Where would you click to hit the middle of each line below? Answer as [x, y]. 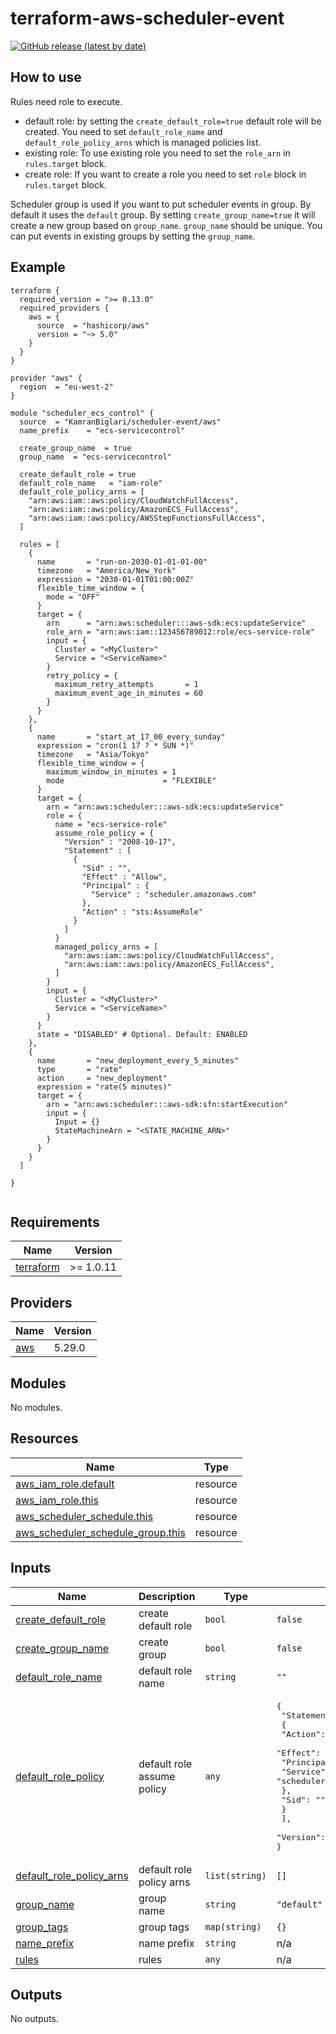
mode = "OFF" [73, 597]
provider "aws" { [46, 378]
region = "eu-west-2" [66, 387]
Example [38, 267]
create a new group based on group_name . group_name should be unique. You [166, 225]
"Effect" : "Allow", [124, 877]
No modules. [36, 1407]
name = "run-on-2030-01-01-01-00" [122, 562]
